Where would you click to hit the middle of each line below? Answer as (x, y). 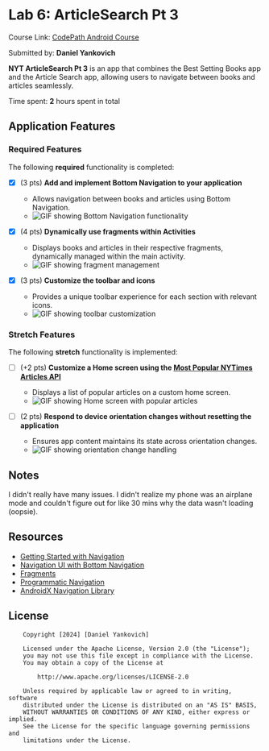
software (23, 698)
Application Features (62, 127)
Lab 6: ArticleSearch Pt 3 (93, 15)
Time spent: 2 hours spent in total (64, 101)
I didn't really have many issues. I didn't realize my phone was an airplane (130, 495)
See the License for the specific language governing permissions (137, 726)
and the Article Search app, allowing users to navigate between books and (132, 77)
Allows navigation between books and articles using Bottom (131, 198)
